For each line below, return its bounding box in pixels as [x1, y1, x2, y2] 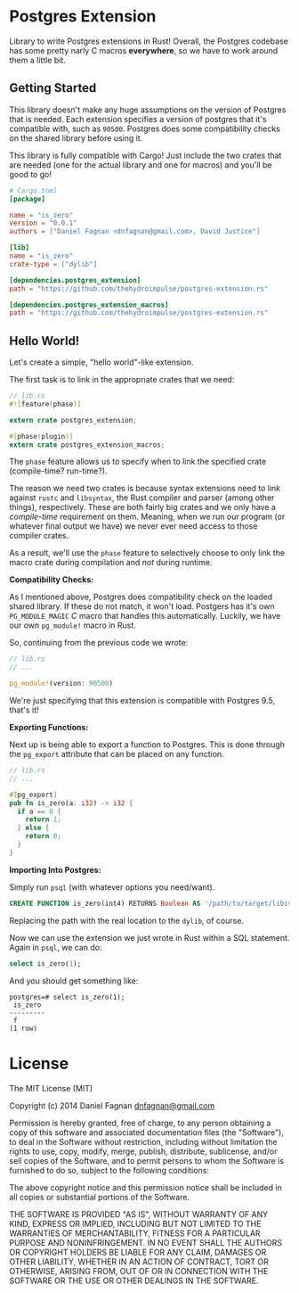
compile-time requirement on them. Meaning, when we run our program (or [9, 511, 286, 523]
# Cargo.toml [9, 185, 58, 195]
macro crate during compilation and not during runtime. [9, 557, 213, 568]
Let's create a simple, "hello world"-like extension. [9, 357, 194, 367]
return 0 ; [25, 832, 62, 841]
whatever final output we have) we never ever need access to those [9, 521, 258, 531]
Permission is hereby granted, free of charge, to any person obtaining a [9, 1117, 271, 1128]
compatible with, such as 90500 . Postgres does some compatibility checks [9, 123, 280, 134]
